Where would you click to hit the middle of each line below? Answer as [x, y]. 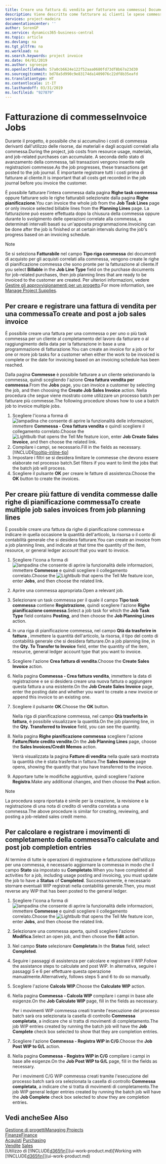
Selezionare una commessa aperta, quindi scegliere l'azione [73, 931]
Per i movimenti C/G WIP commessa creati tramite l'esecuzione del [80, 1076]
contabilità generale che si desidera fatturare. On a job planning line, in [83, 641]
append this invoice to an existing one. [51, 697]
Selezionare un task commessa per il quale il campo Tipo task [76, 600]
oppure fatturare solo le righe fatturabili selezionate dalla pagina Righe [77, 198]
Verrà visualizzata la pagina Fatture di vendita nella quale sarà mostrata [85, 756]
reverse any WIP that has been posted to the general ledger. [66, 891]
